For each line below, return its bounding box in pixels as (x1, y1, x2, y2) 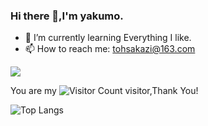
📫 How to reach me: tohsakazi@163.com (24, 43, 196, 55)
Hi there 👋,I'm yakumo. (10, 9, 124, 23)
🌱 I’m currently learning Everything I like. (24, 32, 192, 44)
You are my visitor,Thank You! (10, 85, 199, 97)
